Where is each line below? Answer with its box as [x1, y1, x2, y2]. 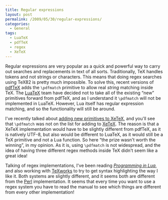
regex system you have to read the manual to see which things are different [5, 183, 161, 189]
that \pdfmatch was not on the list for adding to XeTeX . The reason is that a [5, 121, 159, 127]
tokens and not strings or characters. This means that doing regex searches [5, 74, 162, 80]
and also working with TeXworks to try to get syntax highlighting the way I [5, 167, 158, 173]
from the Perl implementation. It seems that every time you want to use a [5, 178, 155, 184]
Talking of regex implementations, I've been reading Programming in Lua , [5, 162, 157, 168]
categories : [5, 21, 30, 27]
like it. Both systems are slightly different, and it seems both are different [5, 173, 155, 179]
